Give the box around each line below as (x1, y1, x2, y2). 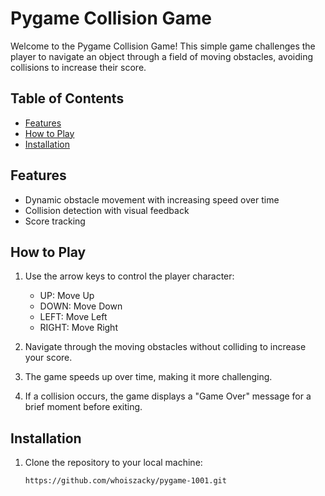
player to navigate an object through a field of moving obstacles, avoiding (10, 50, 314, 62)
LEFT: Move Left (39, 311, 108, 323)
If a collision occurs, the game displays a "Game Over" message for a (24, 390, 312, 402)
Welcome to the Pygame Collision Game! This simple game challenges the (10, 40, 316, 52)
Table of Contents (10, 90, 125, 107)
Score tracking (24, 215, 86, 227)
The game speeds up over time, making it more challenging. (24, 371, 273, 383)
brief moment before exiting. (24, 401, 143, 413)
